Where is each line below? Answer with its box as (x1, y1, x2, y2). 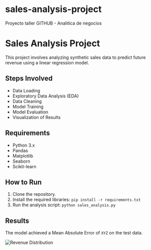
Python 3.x (12, 142, 35, 148)
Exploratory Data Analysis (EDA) (12, 93, 79, 99)
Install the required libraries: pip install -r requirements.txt (12, 197, 141, 203)
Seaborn (12, 158, 30, 164)
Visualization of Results (12, 114, 61, 120)
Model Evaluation (12, 109, 48, 115)
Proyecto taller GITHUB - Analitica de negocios (5, 20, 102, 26)
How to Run (5, 178, 42, 186)
